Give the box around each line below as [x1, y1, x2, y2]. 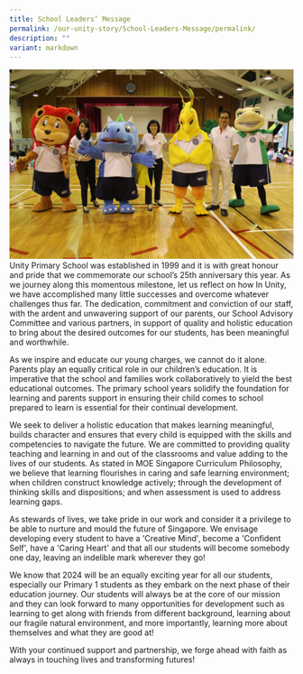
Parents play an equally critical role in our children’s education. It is [9, 364, 258, 374]
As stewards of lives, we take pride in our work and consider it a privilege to [9, 513, 291, 524]
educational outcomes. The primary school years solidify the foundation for [9, 383, 290, 393]
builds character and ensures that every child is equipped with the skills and [9, 429, 292, 439]
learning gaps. [9, 496, 63, 507]
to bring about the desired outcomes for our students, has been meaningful [9, 327, 289, 337]
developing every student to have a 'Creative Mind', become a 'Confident [9, 532, 281, 543]
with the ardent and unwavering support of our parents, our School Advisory [9, 308, 294, 319]
